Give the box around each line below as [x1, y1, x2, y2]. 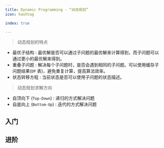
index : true [5, 21, 30, 26]
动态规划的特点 [17, 39, 48, 45]
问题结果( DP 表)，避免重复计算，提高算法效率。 [12, 68, 108, 74]
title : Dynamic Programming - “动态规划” [5, 7, 89, 12]
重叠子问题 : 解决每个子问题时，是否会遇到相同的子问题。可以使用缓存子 [12, 62, 159, 68]
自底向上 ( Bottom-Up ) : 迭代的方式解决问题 [12, 102, 97, 108]
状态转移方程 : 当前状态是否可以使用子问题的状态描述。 [12, 74, 124, 80]
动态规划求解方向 [17, 85, 52, 91]
